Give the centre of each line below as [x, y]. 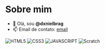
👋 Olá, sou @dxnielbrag [38, 23]
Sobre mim [29, 9]
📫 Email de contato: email [40, 29]
